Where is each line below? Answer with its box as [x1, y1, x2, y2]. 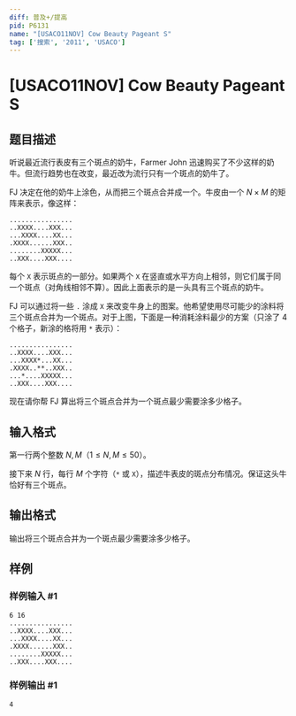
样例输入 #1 [9, 590, 57, 603]
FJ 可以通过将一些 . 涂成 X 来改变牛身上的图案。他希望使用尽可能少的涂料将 [9, 301, 285, 312]
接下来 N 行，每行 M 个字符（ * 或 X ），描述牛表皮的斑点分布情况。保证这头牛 [9, 468, 287, 479]
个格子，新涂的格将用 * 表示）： [9, 323, 123, 334]
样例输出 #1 [9, 679, 57, 691]
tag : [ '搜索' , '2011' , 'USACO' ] [9, 37, 126, 47]
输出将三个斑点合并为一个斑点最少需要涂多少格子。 [9, 533, 195, 543]
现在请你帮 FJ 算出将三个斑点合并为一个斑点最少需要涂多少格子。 [9, 396, 247, 407]
